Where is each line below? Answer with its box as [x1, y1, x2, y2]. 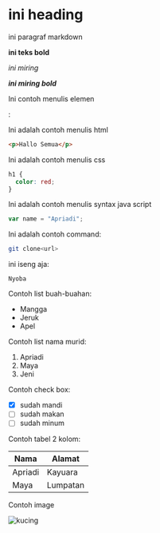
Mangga [19, 304, 48, 314]
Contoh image [8, 500, 55, 510]
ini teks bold [8, 47, 50, 57]
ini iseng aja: [8, 260, 49, 269]
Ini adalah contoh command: [8, 229, 102, 239]
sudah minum [19, 418, 65, 428]
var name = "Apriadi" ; [8, 215, 84, 223]
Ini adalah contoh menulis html [8, 125, 109, 134]
